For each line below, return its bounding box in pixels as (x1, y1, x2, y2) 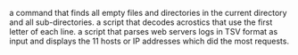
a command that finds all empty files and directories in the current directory (9, 8, 287, 18)
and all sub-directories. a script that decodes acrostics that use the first (9, 17, 273, 27)
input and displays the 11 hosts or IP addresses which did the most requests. (9, 35, 290, 46)
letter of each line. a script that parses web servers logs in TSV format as (9, 27, 278, 36)
